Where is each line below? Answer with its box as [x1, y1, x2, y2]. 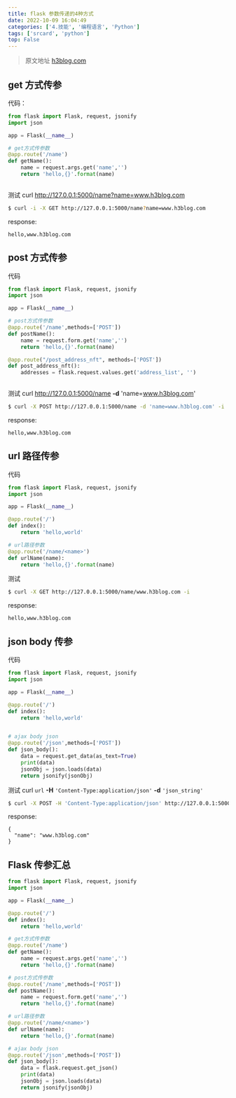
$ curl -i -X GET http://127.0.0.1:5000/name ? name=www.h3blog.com [8, 205, 206, 212]
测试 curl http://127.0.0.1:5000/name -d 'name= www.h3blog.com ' [8, 390, 196, 397]
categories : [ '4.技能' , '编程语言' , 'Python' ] [8, 23, 140, 30]
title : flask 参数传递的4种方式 [8, 10, 94, 18]
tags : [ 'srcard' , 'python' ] [8, 29, 90, 37]
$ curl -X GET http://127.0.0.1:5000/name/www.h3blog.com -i [8, 589, 190, 596]
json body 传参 [8, 636, 73, 647]
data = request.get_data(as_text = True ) [20, 753, 137, 760]
